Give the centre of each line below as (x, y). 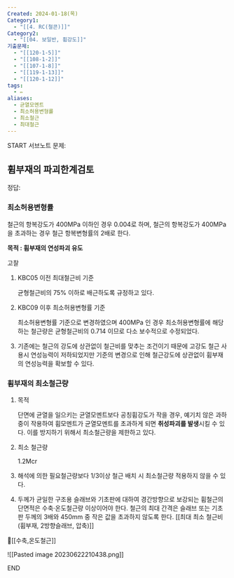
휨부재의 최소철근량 (38, 383)
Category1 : (23, 20)
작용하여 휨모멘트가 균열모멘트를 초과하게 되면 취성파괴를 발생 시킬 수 (124, 423)
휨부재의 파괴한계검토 (51, 169)
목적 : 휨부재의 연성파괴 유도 (45, 248)
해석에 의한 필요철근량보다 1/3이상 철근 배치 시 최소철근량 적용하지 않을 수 (118, 475)
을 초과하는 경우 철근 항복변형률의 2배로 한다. (69, 233)
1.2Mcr (27, 461)
